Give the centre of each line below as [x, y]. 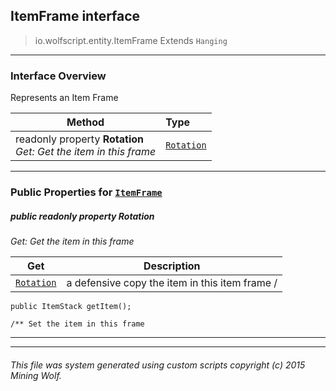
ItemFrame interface [75, 16]
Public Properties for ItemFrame [86, 192]
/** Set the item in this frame [77, 324]
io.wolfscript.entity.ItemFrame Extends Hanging [131, 40]
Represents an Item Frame [64, 98]
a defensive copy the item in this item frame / [172, 282]
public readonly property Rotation [82, 216]
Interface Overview [58, 76]
